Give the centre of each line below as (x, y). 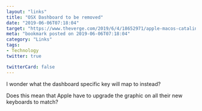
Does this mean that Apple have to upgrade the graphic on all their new (94, 95)
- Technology (23, 51)
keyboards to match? (32, 101)
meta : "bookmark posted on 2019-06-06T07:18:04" (68, 34)
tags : (13, 45)
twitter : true (24, 56)
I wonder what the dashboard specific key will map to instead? (84, 84)
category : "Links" (29, 39)
